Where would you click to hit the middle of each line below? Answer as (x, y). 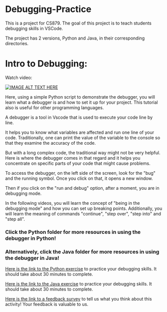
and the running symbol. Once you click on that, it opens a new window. (79, 178)
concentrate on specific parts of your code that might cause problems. (78, 163)
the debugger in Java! (32, 258)
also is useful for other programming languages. (55, 107)
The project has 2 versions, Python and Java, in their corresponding (75, 38)
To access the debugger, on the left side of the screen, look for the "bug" (81, 173)
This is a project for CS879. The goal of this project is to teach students (79, 23)
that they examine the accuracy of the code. (51, 143)
